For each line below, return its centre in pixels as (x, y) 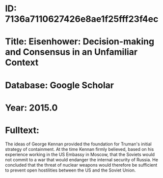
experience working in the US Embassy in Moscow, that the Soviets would (80, 154)
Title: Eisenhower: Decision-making (80, 42)
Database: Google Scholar (60, 85)
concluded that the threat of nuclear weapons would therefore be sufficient (81, 165)
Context (22, 63)
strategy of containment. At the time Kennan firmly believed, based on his (80, 149)
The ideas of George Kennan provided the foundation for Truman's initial (79, 144)
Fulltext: (22, 130)
